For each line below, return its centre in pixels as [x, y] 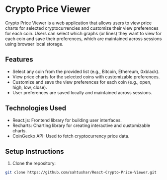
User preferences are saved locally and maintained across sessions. [82, 92]
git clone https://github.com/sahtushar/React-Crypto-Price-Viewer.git [81, 173]
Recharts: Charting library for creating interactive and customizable [81, 125]
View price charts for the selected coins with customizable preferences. [86, 77]
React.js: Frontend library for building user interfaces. [67, 120]
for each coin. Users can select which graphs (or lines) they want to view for [83, 33]
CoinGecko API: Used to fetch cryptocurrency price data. [71, 136]
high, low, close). [30, 87]
